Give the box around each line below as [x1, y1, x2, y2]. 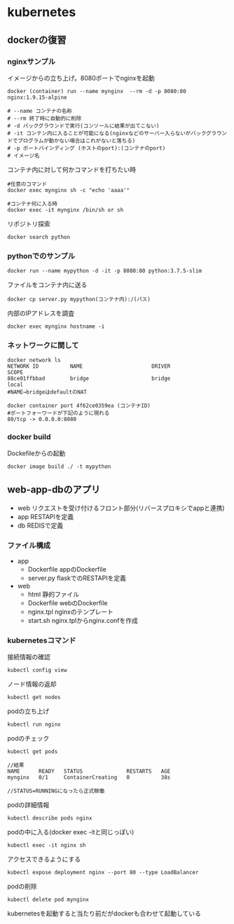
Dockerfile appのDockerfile [27, 565, 106, 573]
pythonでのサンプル [7, 251, 76, 261]
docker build [7, 432, 51, 442]
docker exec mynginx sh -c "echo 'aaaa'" [7, 186, 130, 193]
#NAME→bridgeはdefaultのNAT [7, 389, 88, 396]
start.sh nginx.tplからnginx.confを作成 [27, 616, 138, 624]
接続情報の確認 [7, 653, 50, 661]
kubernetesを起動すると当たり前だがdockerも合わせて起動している [7, 909, 201, 918]
